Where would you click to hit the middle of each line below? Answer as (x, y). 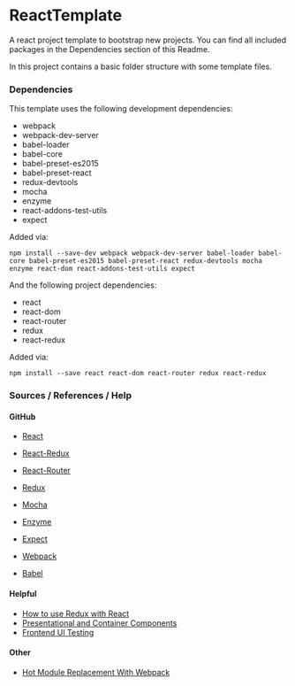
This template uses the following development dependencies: (121, 109)
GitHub (23, 416)
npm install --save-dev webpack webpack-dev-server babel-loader (132, 253)
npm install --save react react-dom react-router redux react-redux (138, 374)
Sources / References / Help (71, 396)
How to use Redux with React (76, 613)
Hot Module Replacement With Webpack (96, 672)
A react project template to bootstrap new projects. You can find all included (148, 40)
